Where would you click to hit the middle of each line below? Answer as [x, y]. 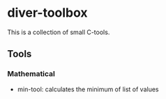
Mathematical [31, 74]
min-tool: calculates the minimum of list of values [88, 89]
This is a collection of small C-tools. [59, 32]
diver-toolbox [48, 13]
